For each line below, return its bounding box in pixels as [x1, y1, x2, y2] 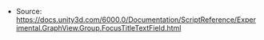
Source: [15, 7, 42, 16]
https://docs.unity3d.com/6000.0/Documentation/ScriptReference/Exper [15, 15, 256, 24]
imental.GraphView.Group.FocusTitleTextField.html [15, 24, 182, 32]
